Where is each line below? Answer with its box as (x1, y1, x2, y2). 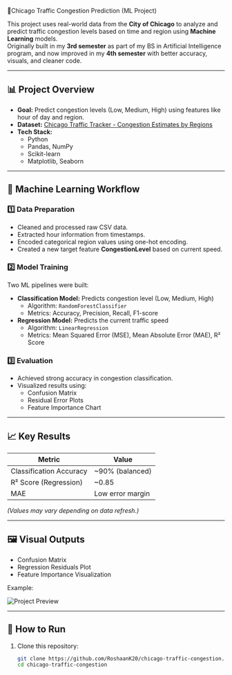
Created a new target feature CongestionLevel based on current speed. (17, 245, 223, 253)
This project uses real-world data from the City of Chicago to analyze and (7, 20, 218, 28)
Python (27, 135, 48, 143)
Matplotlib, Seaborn (27, 157, 84, 165)
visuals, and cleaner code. (7, 57, 82, 65)
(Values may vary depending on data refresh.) (7, 506, 139, 514)
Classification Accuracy (10, 466, 88, 476)
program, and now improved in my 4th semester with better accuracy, (7, 49, 208, 57)
